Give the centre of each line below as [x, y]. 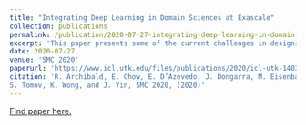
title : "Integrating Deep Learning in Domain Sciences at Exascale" [142, 18]
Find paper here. [41, 111]
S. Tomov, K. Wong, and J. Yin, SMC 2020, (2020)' [107, 85]
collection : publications [58, 26]
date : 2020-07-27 [42, 52]
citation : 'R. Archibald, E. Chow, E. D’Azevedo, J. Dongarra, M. [138, 77]
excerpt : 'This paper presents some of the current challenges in [138, 43]
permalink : [30, 34]
